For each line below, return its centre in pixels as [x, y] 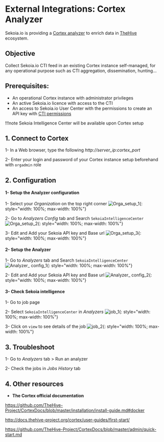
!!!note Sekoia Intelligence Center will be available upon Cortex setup [74, 123]
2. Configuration [31, 180]
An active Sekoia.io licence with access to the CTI [62, 103]
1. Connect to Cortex [37, 138]
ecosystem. [17, 38]
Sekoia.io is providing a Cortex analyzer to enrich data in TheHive [71, 33]
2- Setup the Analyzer [28, 249]
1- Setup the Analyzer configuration [42, 193]
